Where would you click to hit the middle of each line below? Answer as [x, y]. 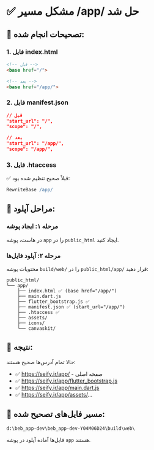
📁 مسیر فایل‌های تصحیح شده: [56, 414]
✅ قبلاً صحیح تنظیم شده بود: [38, 178]
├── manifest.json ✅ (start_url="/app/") [71, 307]
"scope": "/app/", [30, 149]
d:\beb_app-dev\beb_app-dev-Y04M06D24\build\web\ [71, 428]
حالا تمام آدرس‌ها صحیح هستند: [41, 362]
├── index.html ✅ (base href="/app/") [67, 291]
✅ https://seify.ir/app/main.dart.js [57, 387]
